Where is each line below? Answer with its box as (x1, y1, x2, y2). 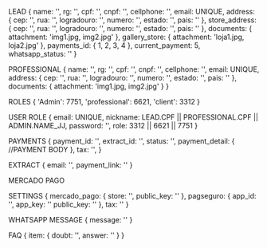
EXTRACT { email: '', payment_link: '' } (8, 160, 133, 170)
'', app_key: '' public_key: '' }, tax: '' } (8, 199, 129, 209)
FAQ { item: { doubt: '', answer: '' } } (8, 230, 125, 240)
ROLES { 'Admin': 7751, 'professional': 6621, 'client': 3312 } (8, 97, 201, 106)
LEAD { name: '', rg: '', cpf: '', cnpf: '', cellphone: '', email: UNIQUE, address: (8, 7, 255, 16)
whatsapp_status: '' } (8, 49, 77, 58)
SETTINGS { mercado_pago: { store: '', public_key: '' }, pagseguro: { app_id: (8, 191, 257, 200)
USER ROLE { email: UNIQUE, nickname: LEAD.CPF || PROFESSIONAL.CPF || (8, 112, 259, 122)
